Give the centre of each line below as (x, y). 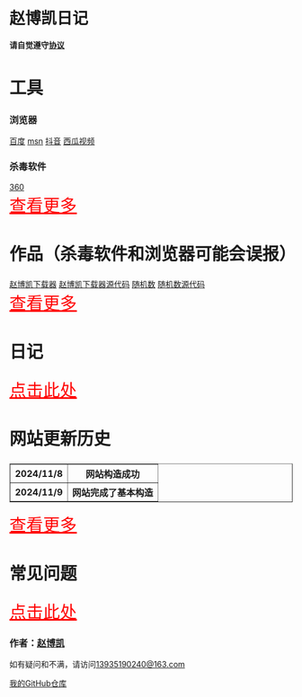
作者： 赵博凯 (37, 643)
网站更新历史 (60, 438)
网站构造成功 (112, 474)
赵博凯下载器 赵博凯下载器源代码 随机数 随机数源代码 (107, 285)
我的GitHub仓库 (38, 684)
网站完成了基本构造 (112, 493)
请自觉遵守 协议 (37, 45)
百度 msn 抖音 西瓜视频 (52, 141)
